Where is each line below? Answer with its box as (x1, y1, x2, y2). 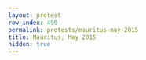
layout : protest (8, 11, 61, 19)
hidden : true (8, 41, 51, 48)
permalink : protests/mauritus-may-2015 (8, 26, 139, 34)
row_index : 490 (8, 19, 58, 26)
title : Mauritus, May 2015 (8, 33, 97, 41)
